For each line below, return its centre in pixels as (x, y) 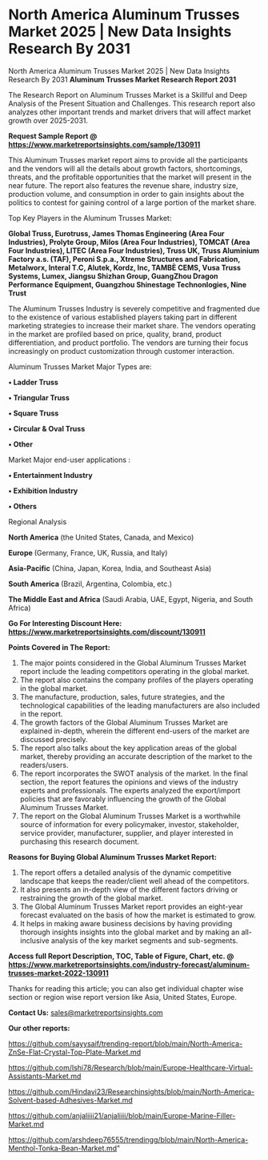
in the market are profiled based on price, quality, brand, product (115, 334)
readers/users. (44, 765)
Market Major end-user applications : (69, 460)
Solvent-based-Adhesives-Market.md (71, 1100)
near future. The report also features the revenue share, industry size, (123, 185)
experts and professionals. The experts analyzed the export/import (130, 790)
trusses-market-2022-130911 (59, 973)
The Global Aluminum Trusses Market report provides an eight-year (131, 906)
